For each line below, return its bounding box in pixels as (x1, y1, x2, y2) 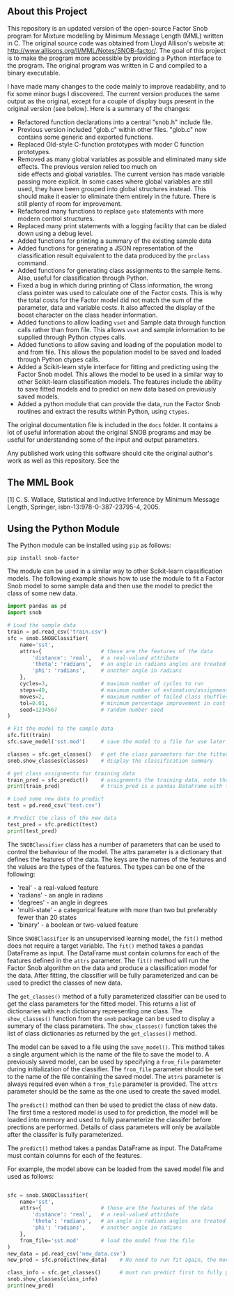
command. (17, 258, 49, 267)
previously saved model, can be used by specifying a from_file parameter (7, 1057, 221, 1066)
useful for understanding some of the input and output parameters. (7, 435, 200, 444)
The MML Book (7, 477, 75, 489)
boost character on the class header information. (17, 311, 158, 319)
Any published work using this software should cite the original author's (7, 449, 213, 457)
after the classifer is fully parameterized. (7, 1130, 123, 1138)
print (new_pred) (7, 1282, 54, 1290)
